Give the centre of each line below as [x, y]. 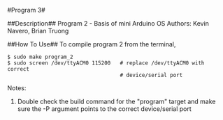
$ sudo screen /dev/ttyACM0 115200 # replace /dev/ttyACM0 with [106, 63]
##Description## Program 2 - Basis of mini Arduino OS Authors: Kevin [108, 23]
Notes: [17, 88]
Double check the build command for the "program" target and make [116, 101]
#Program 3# [26, 10]
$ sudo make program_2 [40, 57]
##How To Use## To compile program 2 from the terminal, [92, 44]
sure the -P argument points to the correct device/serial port [105, 109]
